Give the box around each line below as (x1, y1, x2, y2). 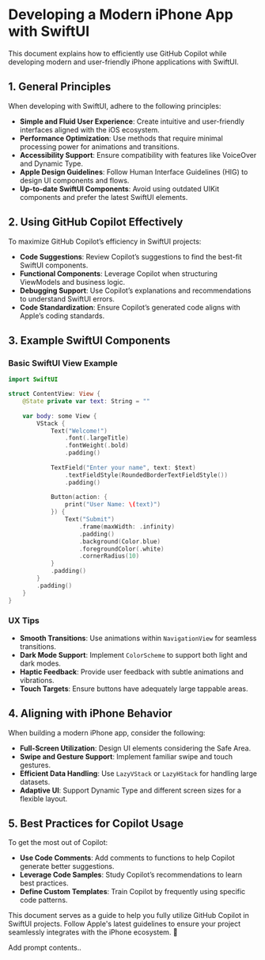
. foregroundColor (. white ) (78, 545, 165, 553)
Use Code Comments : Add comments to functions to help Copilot (19, 853, 235, 862)
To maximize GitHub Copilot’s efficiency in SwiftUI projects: (8, 236, 202, 246)
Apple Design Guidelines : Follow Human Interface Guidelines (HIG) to (19, 167, 248, 176)
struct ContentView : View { (8, 390, 101, 398)
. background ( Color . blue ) (78, 537, 161, 545)
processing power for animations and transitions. (19, 141, 180, 152)
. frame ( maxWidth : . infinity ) (78, 522, 176, 531)
